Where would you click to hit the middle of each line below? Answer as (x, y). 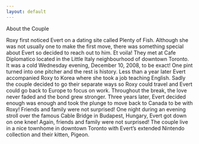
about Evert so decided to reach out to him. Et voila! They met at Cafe (91, 52)
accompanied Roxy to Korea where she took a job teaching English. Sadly (96, 78)
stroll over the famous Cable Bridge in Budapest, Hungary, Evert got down (96, 116)
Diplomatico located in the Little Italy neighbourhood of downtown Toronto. (98, 59)
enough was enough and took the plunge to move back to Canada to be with (99, 103)
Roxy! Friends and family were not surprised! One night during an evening (96, 109)
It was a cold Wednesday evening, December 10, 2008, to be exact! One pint (99, 65)
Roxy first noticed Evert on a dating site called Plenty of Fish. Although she (97, 40)
